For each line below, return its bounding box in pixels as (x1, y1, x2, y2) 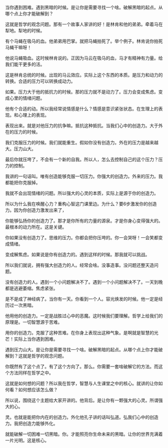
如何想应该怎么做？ (18, 387, 58, 392)
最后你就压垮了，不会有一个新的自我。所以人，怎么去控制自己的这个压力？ (5, 157, 158, 162)
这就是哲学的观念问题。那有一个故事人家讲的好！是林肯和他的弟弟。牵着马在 (5, 22, 163, 27)
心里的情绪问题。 (9, 95, 45, 101)
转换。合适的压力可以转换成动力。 (5, 78, 75, 84)
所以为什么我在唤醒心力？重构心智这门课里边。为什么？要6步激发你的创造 (5, 201, 157, 207)
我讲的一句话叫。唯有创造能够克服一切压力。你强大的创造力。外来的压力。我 (5, 173, 163, 179)
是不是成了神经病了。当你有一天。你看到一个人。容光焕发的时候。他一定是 (5, 296, 158, 302)
